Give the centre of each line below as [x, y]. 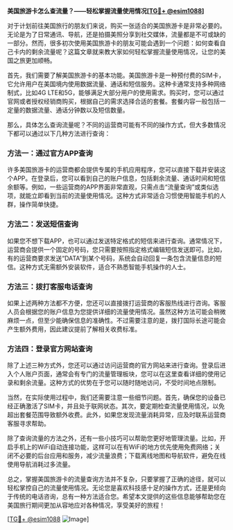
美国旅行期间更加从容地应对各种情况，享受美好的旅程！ [86, 505]
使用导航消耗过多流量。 [41, 465]
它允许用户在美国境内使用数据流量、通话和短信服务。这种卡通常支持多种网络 [116, 84]
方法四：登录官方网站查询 [50, 348]
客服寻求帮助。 [28, 424]
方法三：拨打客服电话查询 [50, 287]
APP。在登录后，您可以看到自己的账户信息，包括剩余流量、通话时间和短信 [119, 178]
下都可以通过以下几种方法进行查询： [59, 134]
